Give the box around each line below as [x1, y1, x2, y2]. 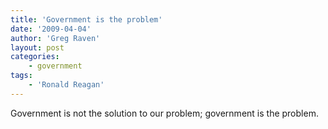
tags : [10, 71, 33, 81]
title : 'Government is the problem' [10, 14, 163, 25]
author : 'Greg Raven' [10, 33, 101, 43]
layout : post [10, 42, 65, 53]
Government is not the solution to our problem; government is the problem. [10, 107, 319, 119]
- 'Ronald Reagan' [28, 80, 105, 90]
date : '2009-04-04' [10, 24, 92, 34]
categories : [10, 52, 60, 62]
